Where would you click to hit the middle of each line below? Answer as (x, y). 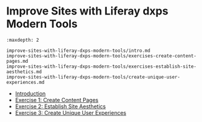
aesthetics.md (24, 72)
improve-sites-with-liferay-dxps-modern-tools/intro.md (78, 50)
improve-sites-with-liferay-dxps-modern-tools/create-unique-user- (93, 77)
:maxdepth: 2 (23, 40)
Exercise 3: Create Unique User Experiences (70, 112)
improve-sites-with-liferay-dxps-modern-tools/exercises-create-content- (102, 56)
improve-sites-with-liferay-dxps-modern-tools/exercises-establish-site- (102, 66)
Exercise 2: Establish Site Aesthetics (60, 106)
